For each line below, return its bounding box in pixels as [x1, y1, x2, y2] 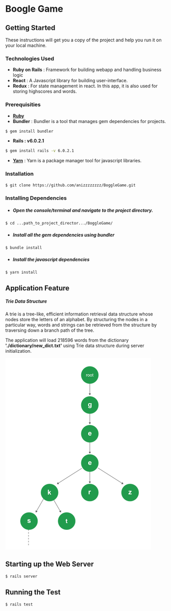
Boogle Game [5, 3, 63, 15]
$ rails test [5, 602, 33, 607]
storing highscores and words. [12, 88, 77, 94]
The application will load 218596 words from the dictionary [5, 337, 129, 344]
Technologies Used [5, 55, 55, 62]
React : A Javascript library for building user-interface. [12, 78, 128, 84]
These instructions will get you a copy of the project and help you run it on [5, 37, 162, 43]
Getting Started [5, 23, 56, 32]
